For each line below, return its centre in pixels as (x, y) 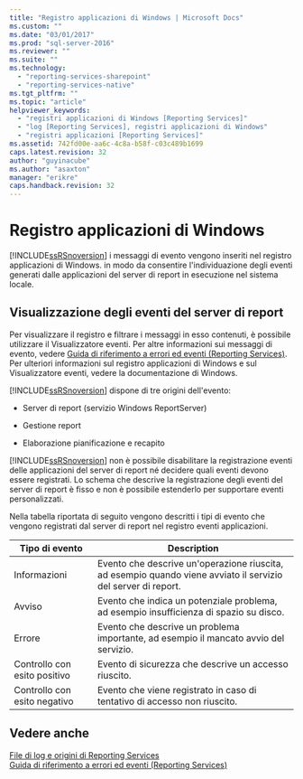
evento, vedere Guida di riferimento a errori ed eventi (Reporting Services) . (148, 353)
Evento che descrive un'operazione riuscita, (191, 563)
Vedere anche (50, 733)
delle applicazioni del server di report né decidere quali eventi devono (139, 470)
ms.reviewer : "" (40, 52)
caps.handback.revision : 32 (62, 186)
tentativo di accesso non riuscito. (168, 701)
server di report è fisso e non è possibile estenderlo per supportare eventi (147, 489)
